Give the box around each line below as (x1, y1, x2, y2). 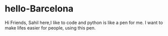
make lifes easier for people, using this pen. (5, 24, 96, 30)
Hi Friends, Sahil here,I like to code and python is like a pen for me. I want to (5, 19, 163, 25)
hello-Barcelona (5, 3, 74, 14)
